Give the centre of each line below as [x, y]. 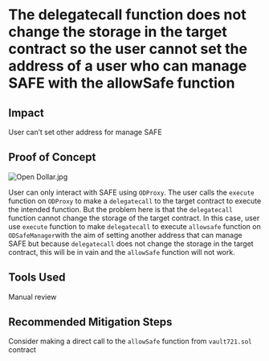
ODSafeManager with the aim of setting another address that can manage [125, 235]
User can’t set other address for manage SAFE [85, 132]
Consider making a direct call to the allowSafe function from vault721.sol [130, 341]
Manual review [33, 297]
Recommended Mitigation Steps [90, 322]
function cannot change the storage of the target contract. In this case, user [134, 218]
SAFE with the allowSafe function [122, 83]
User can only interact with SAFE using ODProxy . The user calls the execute [131, 192]
